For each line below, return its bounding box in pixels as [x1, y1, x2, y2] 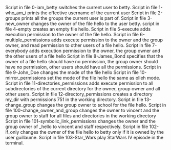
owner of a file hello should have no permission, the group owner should [5, 59, 158, 64]
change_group [5, 102, 36, 108]
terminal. [5, 140, 24, 146]
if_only [5, 129, 19, 135]
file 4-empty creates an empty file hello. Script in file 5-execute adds [5, 26, 151, 32]
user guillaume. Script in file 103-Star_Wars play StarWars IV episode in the [5, 135, 164, 140]
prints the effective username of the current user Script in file [27, 10, 157, 16]
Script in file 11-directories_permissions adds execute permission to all [5, 80, 154, 86]
